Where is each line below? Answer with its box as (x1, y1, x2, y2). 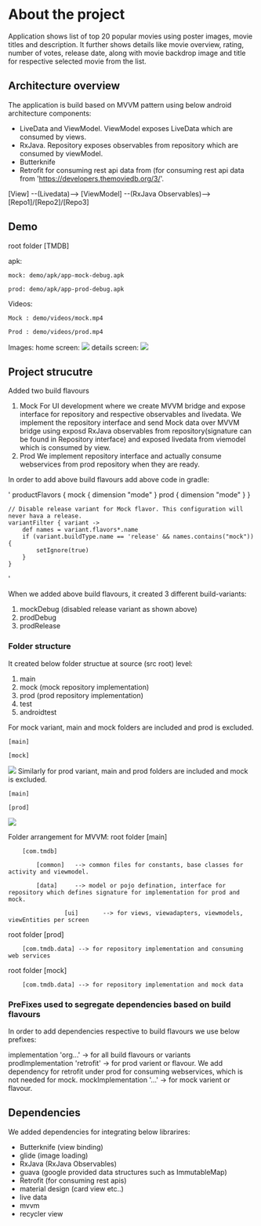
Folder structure (8, 641, 71, 652)
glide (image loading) (19, 1151, 89, 1160)
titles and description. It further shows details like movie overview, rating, (8, 39, 245, 49)
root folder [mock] (8, 965, 67, 975)
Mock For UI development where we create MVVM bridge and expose (19, 401, 245, 411)
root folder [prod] (8, 929, 64, 939)
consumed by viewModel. (19, 148, 103, 158)
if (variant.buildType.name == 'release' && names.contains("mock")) (22, 532, 255, 541)
